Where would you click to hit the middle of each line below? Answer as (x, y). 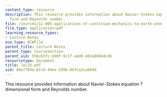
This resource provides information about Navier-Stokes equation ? (74, 84)
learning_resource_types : (32, 33)
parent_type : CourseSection (34, 51)
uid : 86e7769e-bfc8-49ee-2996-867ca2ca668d (51, 70)
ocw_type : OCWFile (24, 42)
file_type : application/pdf (34, 28)
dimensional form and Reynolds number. (46, 89)
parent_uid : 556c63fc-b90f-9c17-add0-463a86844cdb (59, 56)
